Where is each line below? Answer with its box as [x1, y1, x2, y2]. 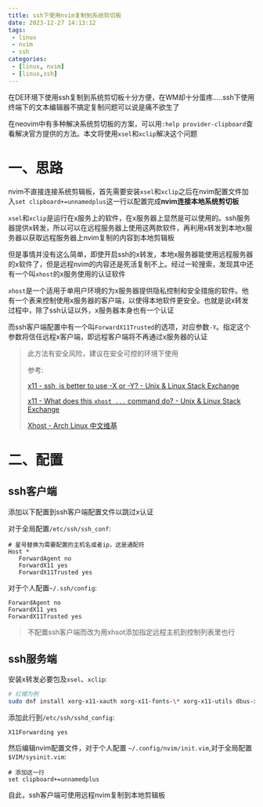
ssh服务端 [8, 652, 57, 666]
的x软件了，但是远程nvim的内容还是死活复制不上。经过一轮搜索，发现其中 [8, 259, 247, 268]
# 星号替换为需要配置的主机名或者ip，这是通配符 [8, 541, 145, 549]
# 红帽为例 [8, 690, 39, 699]
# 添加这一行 [8, 769, 45, 777]
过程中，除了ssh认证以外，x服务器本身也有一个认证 [8, 305, 175, 315]
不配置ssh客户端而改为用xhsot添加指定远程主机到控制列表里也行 [27, 627, 236, 637]
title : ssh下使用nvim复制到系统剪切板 [8, 11, 122, 20]
